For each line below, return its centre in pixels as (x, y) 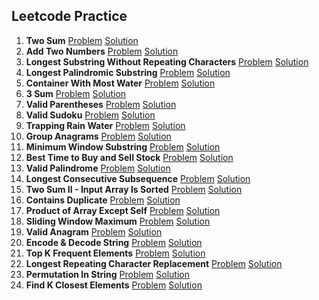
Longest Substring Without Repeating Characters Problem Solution (167, 61)
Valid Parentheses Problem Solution (101, 104)
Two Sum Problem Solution (82, 40)
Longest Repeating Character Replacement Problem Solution (154, 263)
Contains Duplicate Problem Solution (103, 200)
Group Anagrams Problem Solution (98, 136)
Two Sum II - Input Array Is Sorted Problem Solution (134, 189)
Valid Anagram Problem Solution (94, 231)
